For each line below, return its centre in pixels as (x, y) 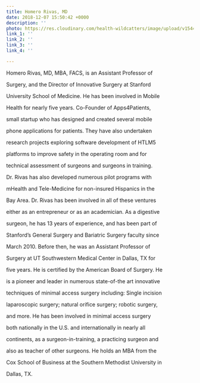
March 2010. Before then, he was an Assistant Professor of (78, 246)
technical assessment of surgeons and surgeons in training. (79, 166)
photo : (14, 28)
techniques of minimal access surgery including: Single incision (84, 293)
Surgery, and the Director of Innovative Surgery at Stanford (79, 84)
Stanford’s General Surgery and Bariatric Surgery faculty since (83, 235)
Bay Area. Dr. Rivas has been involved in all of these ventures (81, 200)
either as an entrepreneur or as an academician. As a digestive (83, 212)
